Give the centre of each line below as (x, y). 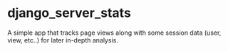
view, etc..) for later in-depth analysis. (63, 40)
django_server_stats (69, 13)
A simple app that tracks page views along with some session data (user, (114, 33)
